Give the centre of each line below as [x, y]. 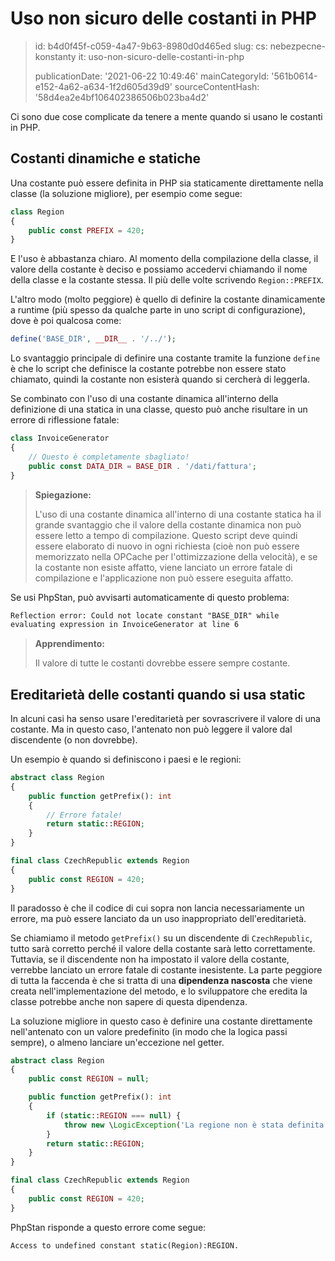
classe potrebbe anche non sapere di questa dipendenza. [129, 1001]
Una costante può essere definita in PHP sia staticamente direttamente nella [167, 183]
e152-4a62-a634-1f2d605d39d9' [103, 86]
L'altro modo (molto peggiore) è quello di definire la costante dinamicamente [168, 299]
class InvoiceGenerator [60, 438]
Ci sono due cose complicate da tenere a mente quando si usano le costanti [166, 116]
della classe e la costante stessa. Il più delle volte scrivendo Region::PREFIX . [167, 280]
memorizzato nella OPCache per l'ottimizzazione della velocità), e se [176, 556]
